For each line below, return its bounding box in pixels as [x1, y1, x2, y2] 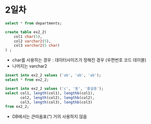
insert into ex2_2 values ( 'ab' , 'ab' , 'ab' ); [5, 73, 101, 78]
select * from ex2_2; [5, 77, 49, 83]
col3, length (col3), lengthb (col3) [20, 100, 93, 105]
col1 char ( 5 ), [14, 34, 42, 39]
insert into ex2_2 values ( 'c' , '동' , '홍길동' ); [5, 86, 104, 91]
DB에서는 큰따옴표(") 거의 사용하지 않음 [12, 114, 87, 120]
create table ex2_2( [5, 30, 47, 35]
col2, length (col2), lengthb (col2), [20, 95, 95, 100]
